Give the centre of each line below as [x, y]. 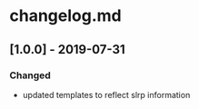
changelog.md [65, 16]
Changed [30, 75]
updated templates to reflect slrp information [106, 94]
